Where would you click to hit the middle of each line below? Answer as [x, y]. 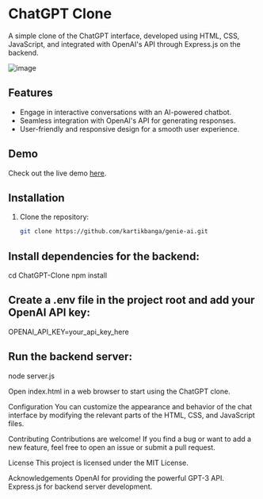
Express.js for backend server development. [80, 486]
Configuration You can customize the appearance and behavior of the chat [130, 406]
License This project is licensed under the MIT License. [98, 463]
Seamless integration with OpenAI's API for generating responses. [128, 121]
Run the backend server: [71, 357]
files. [16, 423]
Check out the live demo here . [57, 173]
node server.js [32, 376]
